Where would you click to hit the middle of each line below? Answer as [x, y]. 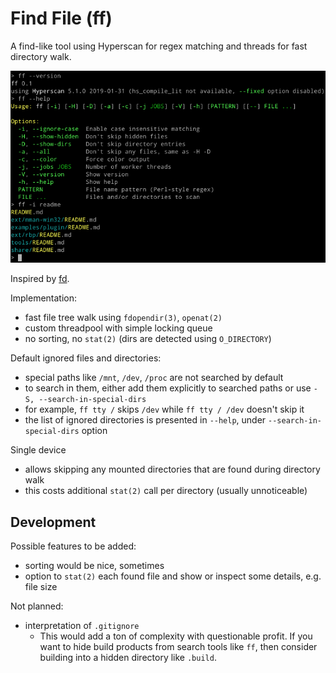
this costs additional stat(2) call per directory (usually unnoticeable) [166, 491]
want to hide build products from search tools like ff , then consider [178, 646]
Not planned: [37, 606]
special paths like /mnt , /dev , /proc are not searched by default [154, 378]
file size [41, 586]
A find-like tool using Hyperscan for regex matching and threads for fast [159, 46]
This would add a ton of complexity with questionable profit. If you [176, 636]
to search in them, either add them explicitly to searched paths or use [168, 388]
